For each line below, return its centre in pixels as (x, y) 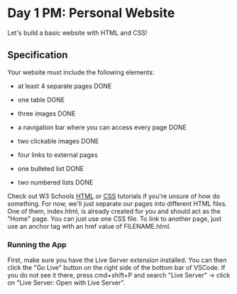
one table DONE (41, 99)
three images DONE (46, 113)
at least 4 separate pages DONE (65, 86)
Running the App (37, 244)
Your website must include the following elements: (81, 72)
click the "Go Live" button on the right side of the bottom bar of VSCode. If (116, 268)
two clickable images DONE (58, 141)
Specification (38, 55)
